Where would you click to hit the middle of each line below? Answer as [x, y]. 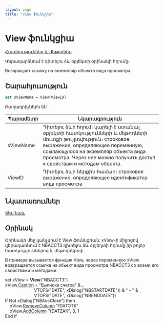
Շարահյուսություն [36, 86]
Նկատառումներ [32, 201]
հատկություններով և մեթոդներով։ [44, 250]
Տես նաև [15, 213]
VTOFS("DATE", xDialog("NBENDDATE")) [75, 295]
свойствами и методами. [31, 270]
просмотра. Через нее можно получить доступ [99, 158]
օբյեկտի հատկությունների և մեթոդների [95, 133]
